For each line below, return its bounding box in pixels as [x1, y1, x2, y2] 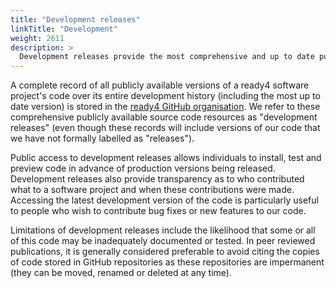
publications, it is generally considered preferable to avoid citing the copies [10, 246, 320, 258]
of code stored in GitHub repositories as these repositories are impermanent [10, 256, 325, 268]
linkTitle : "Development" [10, 24, 118, 34]
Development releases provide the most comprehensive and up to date [19, 52, 315, 62]
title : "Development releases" [10, 14, 141, 25]
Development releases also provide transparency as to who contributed [10, 173, 305, 185]
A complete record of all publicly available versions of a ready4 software [10, 79, 310, 91]
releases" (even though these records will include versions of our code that [10, 122, 321, 134]
